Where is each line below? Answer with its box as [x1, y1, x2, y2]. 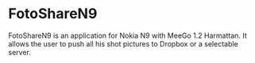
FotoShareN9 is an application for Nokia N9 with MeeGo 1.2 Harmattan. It [8, 31, 248, 40]
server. [8, 47, 32, 57]
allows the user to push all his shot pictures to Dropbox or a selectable [8, 39, 238, 48]
